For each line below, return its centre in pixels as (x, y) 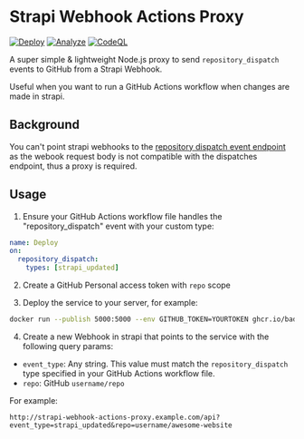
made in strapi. (37, 96)
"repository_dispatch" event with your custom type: (118, 226)
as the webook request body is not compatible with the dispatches (133, 156)
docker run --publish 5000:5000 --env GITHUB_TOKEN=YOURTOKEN (129, 319)
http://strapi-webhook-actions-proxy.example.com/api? (115, 417)
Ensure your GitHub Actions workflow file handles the (122, 216)
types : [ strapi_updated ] (72, 268)
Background (44, 125)
